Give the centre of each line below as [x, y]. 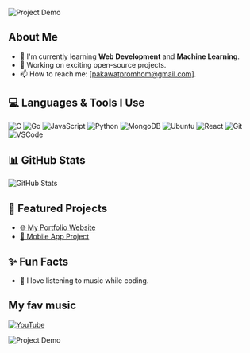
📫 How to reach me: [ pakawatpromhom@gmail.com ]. [108, 74]
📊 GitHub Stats [47, 160]
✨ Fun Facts [38, 261]
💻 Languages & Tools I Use [77, 103]
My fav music [42, 306]
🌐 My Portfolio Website [58, 227]
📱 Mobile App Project [54, 237]
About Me [33, 37]
